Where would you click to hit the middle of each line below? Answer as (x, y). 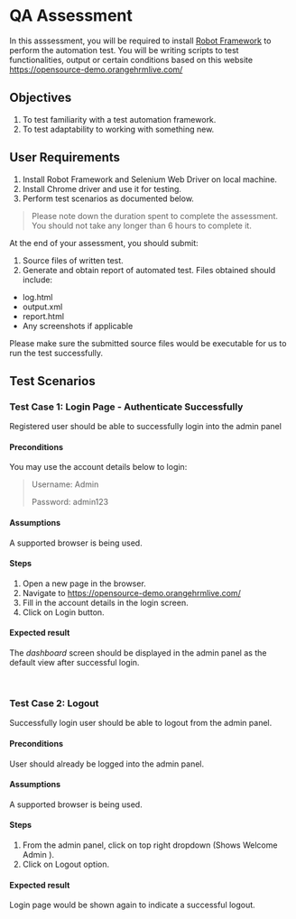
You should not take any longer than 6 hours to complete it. (142, 225)
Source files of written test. (73, 260)
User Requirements (65, 157)
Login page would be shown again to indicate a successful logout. (132, 905)
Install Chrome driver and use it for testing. (102, 188)
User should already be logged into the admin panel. (107, 764)
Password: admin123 (70, 502)
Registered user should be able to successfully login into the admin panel (146, 427)
